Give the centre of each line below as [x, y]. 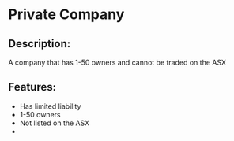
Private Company [66, 15]
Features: [32, 87]
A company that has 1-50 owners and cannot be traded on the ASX [117, 62]
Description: [40, 44]
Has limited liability [50, 106]
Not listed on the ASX [55, 123]
